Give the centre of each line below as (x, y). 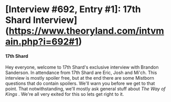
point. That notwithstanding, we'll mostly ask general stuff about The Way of (85, 89)
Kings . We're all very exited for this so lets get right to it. (65, 94)
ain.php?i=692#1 (42, 42)
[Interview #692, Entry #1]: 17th (73, 9)
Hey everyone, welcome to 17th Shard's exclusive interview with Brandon (82, 67)
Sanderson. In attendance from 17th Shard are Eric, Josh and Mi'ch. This (81, 73)
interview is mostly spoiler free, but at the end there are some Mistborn (80, 78)
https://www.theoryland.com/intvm (87, 31)
